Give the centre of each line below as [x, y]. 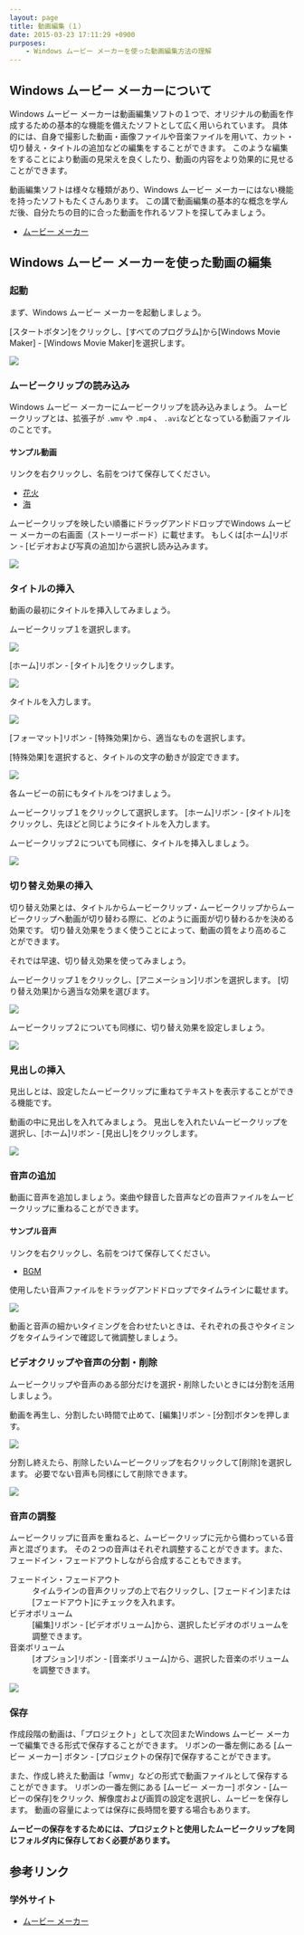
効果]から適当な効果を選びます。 [94, 991]
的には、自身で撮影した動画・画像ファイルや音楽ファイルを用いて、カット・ [152, 136]
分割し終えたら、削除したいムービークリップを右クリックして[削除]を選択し [151, 1462]
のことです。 [33, 429]
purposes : [28, 43]
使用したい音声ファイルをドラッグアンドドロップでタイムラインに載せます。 [152, 1290]
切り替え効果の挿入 [51, 886]
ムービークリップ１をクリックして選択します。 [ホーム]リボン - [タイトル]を [151, 813]
